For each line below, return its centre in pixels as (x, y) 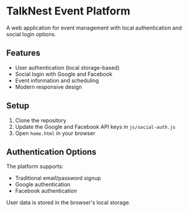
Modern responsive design (48, 87)
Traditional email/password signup (58, 178)
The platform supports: (35, 166)
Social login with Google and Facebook (64, 74)
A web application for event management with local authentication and (94, 28)
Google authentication (43, 184)
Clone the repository (41, 120)
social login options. (31, 34)
